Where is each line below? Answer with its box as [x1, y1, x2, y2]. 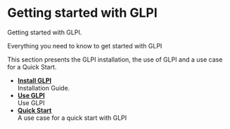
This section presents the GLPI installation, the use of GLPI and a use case [7, 55, 223, 64]
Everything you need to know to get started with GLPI [7, 41, 162, 50]
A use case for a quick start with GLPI [17, 114, 127, 122]
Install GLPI [17, 76, 51, 85]
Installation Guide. [17, 83, 70, 92]
